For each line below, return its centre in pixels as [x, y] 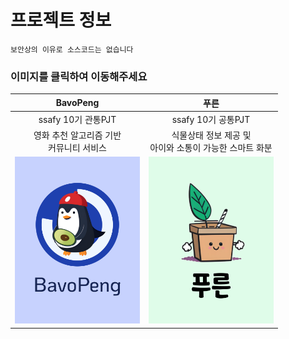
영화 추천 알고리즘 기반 [77, 135]
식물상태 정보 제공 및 [211, 135]
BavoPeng [77, 103]
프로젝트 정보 [61, 20]
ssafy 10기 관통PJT [77, 119]
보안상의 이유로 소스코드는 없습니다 [72, 49]
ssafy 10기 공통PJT [211, 119]
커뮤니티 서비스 [77, 148]
